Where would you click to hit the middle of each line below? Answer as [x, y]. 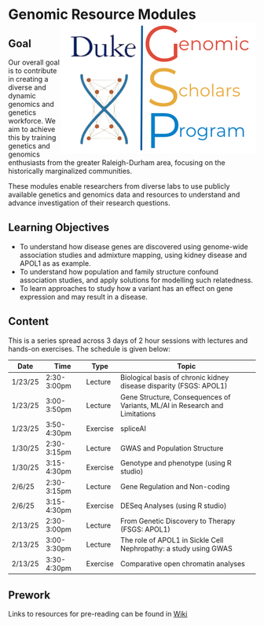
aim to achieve [32, 129]
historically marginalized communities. [70, 171]
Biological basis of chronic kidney [175, 377]
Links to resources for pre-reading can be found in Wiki [98, 613]
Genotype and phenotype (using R [176, 463]
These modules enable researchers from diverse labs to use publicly [119, 186]
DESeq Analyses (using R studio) [174, 506]
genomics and [31, 104]
